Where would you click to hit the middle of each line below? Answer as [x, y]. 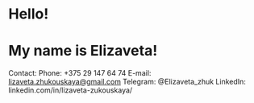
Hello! [29, 14]
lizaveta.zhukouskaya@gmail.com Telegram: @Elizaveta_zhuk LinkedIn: [127, 82]
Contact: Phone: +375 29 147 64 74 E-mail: [80, 73]
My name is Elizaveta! [83, 51]
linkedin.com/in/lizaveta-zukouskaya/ [71, 90]
